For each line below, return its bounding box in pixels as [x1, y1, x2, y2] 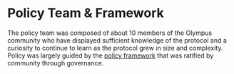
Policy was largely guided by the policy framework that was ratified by [7, 51, 214, 60]
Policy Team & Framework [7, 5, 164, 21]
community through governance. [7, 58, 104, 67]
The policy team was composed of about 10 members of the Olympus [7, 28, 213, 37]
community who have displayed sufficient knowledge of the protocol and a [7, 36, 227, 44]
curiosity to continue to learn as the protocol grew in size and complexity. [7, 43, 223, 52]
